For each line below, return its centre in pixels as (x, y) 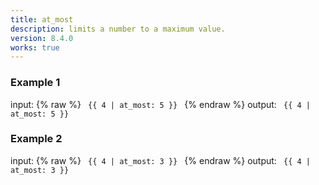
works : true (35, 47)
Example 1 (35, 83)
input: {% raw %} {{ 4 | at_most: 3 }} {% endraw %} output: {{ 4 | (160, 160)
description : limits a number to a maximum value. (118, 29)
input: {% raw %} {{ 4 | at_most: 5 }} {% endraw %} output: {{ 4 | (160, 104)
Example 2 (36, 139)
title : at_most (42, 19)
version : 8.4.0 (42, 38)
